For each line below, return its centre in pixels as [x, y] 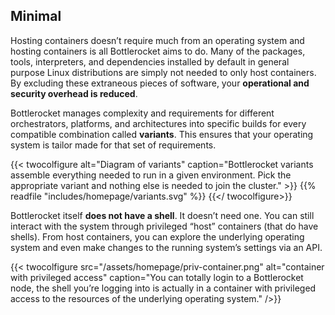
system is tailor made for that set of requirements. [113, 145]
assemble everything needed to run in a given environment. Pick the [151, 175]
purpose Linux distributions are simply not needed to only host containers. [163, 72]
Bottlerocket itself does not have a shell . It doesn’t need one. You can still [162, 215]
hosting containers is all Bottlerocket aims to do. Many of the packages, [158, 51]
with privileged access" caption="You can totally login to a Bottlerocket [157, 277]
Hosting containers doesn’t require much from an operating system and [157, 40]
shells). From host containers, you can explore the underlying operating [157, 236]
